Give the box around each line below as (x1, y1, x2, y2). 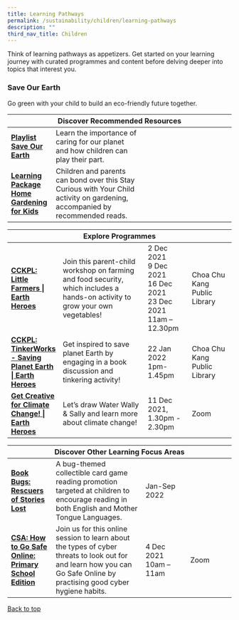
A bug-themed (55, 458, 106, 468)
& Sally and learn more (63, 409, 139, 419)
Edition (11, 577, 36, 587)
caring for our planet (55, 137, 124, 147)
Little (11, 274, 28, 284)
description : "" (7, 23, 55, 31)
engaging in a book (63, 357, 127, 367)
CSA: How (11, 532, 46, 542)
